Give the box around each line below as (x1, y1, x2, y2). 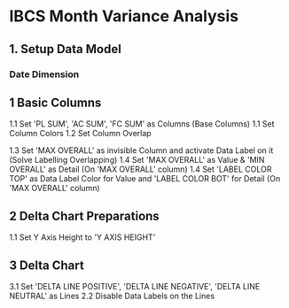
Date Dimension (9, 68, 80, 81)
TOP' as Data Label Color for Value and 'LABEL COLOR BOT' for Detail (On (9, 173, 281, 184)
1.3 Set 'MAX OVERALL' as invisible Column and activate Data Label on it (9, 145, 274, 156)
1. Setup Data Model (9, 42, 121, 57)
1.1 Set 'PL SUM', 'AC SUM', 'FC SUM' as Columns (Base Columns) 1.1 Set (9, 119, 275, 129)
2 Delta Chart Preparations (9, 208, 160, 223)
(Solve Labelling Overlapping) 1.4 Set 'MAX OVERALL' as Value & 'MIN (9, 155, 265, 166)
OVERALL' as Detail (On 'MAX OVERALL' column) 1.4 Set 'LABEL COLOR (9, 164, 272, 174)
